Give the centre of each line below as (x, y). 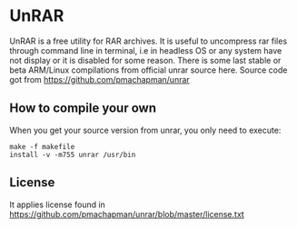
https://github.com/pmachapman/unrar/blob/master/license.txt (127, 214)
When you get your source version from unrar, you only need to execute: (145, 130)
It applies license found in (58, 204)
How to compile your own (83, 109)
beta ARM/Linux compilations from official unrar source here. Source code (148, 70)
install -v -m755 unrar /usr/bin (73, 154)
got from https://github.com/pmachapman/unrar (100, 79)
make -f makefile (42, 146)
